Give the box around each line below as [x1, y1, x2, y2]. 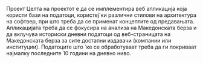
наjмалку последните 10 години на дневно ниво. [6, 50, 132, 56]
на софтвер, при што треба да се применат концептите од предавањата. [6, 18, 195, 25]
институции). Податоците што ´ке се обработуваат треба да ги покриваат [6, 43, 197, 50]
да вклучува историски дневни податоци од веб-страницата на [6, 31, 171, 38]
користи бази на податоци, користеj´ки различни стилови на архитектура [6, 11, 197, 19]
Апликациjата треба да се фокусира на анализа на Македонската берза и [6, 24, 197, 31]
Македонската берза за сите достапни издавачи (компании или [6, 37, 172, 44]
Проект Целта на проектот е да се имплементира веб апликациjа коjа [6, 5, 187, 12]
